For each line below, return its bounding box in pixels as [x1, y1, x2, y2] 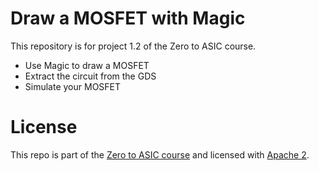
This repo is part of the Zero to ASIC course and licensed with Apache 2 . [10, 148, 310, 161]
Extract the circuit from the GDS [24, 70, 157, 82]
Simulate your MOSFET [24, 80, 122, 92]
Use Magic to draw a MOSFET [24, 59, 150, 71]
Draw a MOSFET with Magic [10, 7, 246, 30]
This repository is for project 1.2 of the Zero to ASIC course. [10, 40, 257, 52]
